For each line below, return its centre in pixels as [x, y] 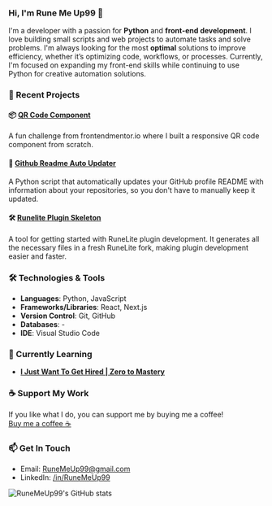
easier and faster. [38, 256]
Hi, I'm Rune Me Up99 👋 [56, 13]
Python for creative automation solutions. [77, 74]
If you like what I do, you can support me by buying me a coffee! [116, 414]
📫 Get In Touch [39, 448]
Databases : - [42, 325]
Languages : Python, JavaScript [73, 299]
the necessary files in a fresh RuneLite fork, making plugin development [129, 247]
